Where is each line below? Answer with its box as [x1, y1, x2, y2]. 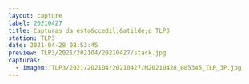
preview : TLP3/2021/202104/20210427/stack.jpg [8, 49, 167, 57]
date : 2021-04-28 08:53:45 [8, 42, 98, 50]
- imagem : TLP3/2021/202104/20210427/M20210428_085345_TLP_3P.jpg [15, 64, 242, 72]
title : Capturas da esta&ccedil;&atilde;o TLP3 [8, 26, 171, 34]
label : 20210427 [8, 19, 62, 27]
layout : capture [8, 11, 62, 20]
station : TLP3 [8, 34, 56, 42]
